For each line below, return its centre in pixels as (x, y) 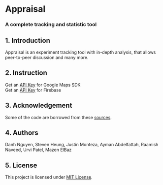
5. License (21, 165)
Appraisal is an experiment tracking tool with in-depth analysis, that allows (81, 52)
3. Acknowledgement (39, 106)
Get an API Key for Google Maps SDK (43, 85)
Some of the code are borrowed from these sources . (58, 117)
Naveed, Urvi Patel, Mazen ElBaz (38, 150)
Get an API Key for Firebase (33, 90)
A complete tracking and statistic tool (51, 25)
